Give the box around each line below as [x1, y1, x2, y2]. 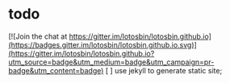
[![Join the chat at [8, 31, 68, 41]
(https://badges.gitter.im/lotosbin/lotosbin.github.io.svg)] [8, 39, 198, 49]
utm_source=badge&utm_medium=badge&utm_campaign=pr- [8, 57, 215, 67]
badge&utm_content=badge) [8, 65, 104, 75]
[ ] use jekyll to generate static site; [105, 65, 223, 75]
